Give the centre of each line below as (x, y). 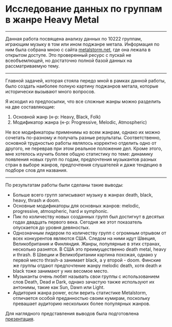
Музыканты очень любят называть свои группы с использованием (86, 276)
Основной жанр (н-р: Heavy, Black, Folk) (57, 117)
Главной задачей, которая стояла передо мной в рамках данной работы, (85, 80)
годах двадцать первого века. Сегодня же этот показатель (77, 222)
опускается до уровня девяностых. (51, 227)
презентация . (20, 319)
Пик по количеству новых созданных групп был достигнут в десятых (89, 216)
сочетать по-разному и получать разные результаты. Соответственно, (83, 137)
